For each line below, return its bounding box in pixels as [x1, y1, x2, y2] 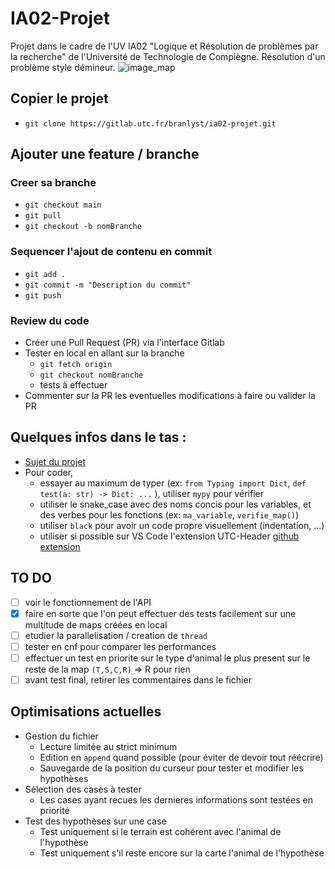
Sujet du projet [24, 455, 87, 467]
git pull [24, 211, 62, 221]
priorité [39, 804, 70, 816]
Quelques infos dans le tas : [10, 429, 187, 446]
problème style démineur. [10, 61, 116, 73]
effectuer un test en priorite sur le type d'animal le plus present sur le [24, 652, 311, 664]
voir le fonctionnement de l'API [24, 596, 152, 608]
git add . [24, 269, 67, 279]
